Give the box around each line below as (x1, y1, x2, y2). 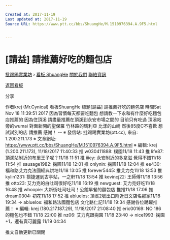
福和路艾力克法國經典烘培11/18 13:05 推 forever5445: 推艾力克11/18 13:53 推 (5, 167, 162, 173)
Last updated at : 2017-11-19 (5, 16, 67, 22)
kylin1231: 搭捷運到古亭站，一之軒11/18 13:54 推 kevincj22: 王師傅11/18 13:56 (5, 174, 163, 180)
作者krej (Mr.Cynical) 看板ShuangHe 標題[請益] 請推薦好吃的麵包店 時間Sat (5, 104, 161, 110)
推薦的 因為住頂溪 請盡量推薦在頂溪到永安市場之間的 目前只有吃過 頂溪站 (9, 116, 161, 123)
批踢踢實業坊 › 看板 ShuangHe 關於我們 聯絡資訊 (5, 72, 107, 78)
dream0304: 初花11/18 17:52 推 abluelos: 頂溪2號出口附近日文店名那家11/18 (5, 193, 161, 199)
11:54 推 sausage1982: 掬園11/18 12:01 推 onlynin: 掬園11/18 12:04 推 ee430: (5, 161, 161, 167)
